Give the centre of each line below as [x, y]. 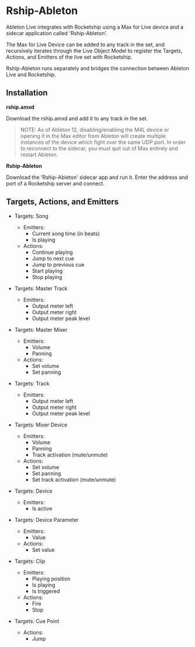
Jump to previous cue [58, 264]
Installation [27, 93]
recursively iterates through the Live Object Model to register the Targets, [94, 50]
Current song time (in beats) [66, 233]
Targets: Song [31, 216]
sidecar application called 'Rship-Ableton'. [57, 33]
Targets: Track [32, 383]
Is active [42, 508]
